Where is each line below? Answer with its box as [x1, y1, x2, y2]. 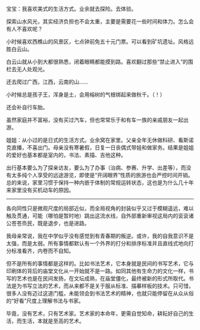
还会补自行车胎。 [6, 104, 48, 110]
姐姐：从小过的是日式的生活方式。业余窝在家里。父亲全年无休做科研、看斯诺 [6, 137, 194, 143]
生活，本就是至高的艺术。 [21, 317, 85, 324]
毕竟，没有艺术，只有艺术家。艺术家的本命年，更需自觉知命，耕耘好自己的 [6, 310, 189, 317]
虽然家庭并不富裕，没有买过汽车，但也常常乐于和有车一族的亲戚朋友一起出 [6, 116, 189, 124]
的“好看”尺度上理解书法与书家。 [6, 297, 85, 304]
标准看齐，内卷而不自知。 [11, 247, 74, 254]
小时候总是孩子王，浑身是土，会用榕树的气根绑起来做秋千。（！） [6, 91, 165, 98]
